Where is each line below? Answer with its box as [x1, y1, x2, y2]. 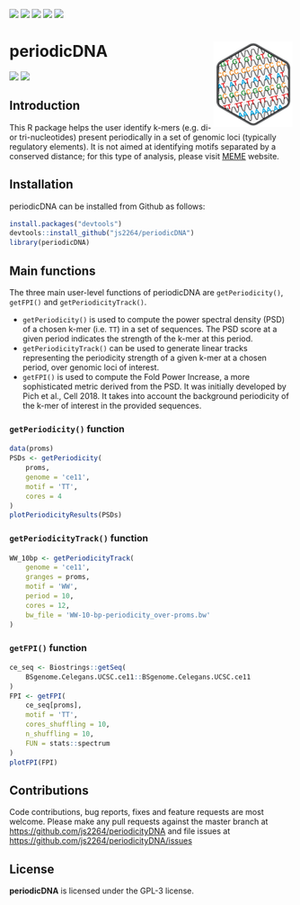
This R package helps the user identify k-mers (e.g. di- [9, 122, 212, 132]
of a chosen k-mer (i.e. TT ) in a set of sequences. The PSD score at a [22, 324, 278, 334]
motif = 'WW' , [25, 582, 78, 592]
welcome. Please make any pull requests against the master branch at [9, 816, 269, 828]
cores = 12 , [25, 601, 70, 610]
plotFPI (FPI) [9, 757, 58, 767]
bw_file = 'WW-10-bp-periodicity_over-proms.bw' [25, 611, 211, 620]
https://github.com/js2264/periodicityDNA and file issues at [9, 826, 231, 837]
